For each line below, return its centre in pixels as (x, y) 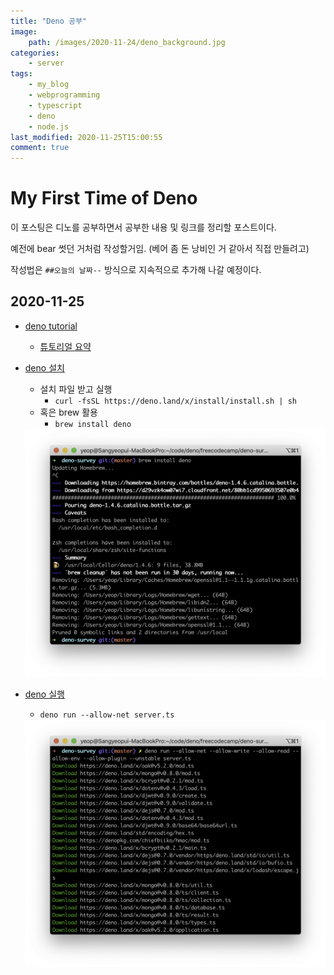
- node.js (49, 126)
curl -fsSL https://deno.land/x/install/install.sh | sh (175, 401)
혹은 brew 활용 (68, 412)
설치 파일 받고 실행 (76, 389)
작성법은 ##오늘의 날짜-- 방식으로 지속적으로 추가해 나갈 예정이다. (136, 270)
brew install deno (93, 424)
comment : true (40, 148)
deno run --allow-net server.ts (107, 715)
